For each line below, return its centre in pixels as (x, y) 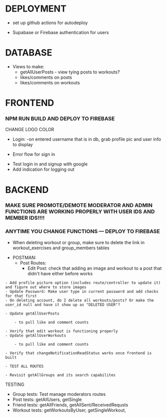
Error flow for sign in (34, 154)
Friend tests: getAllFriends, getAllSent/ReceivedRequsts (70, 404)
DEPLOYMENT (36, 9)
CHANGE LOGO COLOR (30, 130)
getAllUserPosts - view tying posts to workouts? (70, 72)
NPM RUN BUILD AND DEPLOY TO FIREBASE (60, 119)
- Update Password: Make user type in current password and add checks (82, 291)
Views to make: (28, 66)
